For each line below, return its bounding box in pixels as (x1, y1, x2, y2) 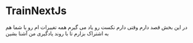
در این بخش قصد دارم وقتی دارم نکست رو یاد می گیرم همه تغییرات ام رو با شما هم (5, 24, 188, 31)
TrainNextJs (5, 4, 67, 18)
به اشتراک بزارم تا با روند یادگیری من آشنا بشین (5, 29, 109, 37)
